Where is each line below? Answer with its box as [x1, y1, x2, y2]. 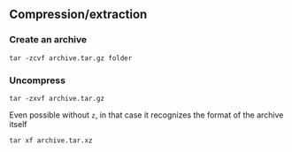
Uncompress [9, 74, 66, 87]
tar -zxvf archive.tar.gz [9, 94, 104, 103]
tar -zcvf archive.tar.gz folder [9, 53, 133, 63]
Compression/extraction [9, 7, 148, 22]
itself [9, 118, 27, 129]
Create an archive [9, 34, 88, 46]
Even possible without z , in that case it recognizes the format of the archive [9, 110, 284, 120]
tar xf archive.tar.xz [9, 136, 93, 145]
